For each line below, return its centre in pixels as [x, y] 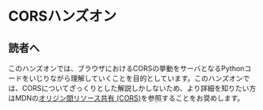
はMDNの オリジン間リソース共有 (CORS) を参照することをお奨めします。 [126, 98]
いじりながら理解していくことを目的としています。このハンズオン [136, 78]
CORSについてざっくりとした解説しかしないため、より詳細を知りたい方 [139, 88]
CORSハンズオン [63, 16]
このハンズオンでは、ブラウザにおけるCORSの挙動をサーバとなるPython [126, 68]
